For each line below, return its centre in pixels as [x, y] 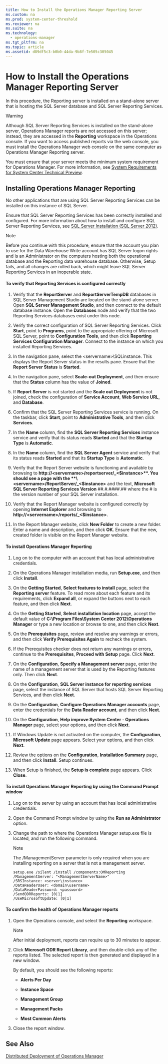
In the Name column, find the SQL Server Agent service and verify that [86, 453]
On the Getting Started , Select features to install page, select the [81, 588]
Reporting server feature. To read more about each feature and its [81, 593]
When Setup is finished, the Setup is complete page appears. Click [82, 770]
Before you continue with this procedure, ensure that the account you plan [82, 245]
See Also [20, 1044]
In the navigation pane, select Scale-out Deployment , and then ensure [86, 377]
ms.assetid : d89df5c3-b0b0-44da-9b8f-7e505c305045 [59, 52]
